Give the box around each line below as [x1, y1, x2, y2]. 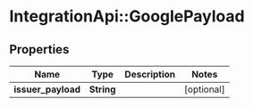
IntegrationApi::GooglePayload [9, 6, 245, 27]
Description [124, 69, 176, 80]
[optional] [183, 83, 225, 95]
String [89, 83, 116, 95]
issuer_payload [13, 83, 81, 95]
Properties [9, 42, 70, 57]
